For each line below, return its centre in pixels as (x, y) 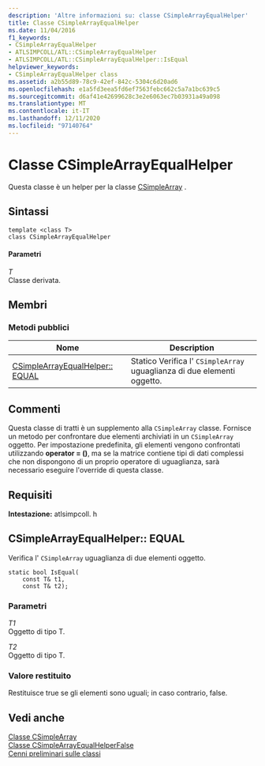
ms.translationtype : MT (47, 104)
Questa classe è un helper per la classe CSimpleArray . (97, 187)
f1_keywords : (30, 38)
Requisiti (30, 495)
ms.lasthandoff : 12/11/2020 (54, 119)
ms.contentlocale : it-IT (49, 111)
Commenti (34, 409)
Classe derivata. (35, 280)
